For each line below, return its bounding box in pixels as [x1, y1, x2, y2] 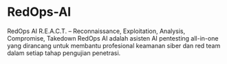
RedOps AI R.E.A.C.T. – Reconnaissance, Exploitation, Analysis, [7, 27, 186, 35]
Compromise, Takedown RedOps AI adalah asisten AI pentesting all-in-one [7, 34, 219, 42]
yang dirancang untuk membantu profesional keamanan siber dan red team [7, 41, 221, 50]
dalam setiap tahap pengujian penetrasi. [7, 49, 121, 57]
